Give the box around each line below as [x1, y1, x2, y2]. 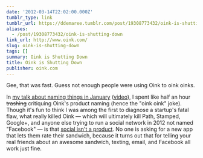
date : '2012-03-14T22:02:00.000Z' [6, 8, 94, 15]
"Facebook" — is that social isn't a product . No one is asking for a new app [6, 125, 193, 133]
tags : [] [6, 48, 28, 54]
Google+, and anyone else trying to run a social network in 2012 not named [6, 119, 193, 127]
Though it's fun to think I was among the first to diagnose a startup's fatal [6, 107, 189, 114]
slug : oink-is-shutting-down [6, 43, 80, 49]
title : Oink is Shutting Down [6, 59, 83, 65]
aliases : [6, 25, 28, 32]
